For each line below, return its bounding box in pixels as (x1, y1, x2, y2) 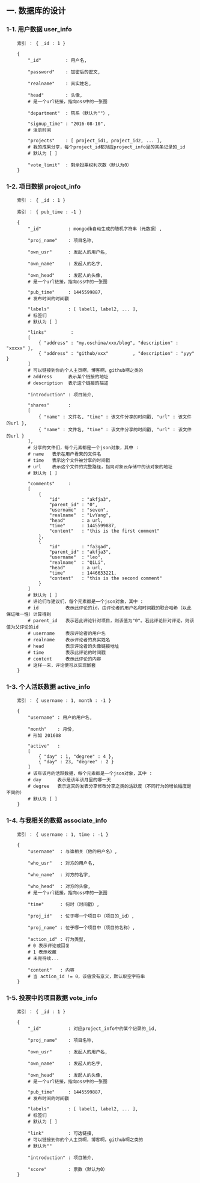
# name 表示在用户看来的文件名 (28, 451, 102, 457)
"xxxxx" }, (6, 345, 34, 351)
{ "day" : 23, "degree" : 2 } (38, 759, 114, 765)
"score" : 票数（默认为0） (28, 1166, 108, 1172)
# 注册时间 (28, 127, 52, 133)
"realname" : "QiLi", (49, 559, 106, 566)
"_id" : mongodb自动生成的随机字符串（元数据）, (28, 226, 162, 232)
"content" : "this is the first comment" (49, 528, 160, 534)
